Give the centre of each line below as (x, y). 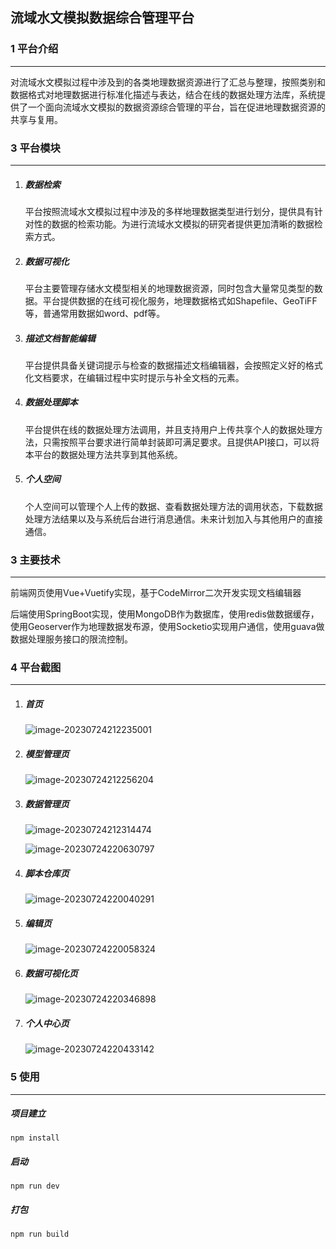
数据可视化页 (51, 973)
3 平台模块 (35, 148)
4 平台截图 (36, 668)
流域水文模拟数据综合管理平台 (102, 18)
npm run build (40, 1234)
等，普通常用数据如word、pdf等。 (95, 313)
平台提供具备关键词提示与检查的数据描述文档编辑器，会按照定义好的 (165, 365)
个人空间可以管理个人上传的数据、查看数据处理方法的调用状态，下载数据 (173, 506)
